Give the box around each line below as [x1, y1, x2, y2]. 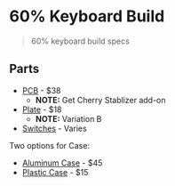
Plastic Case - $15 [21, 166, 89, 177]
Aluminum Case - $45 [21, 158, 103, 168]
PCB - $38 [21, 85, 61, 95]
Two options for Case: [9, 140, 91, 150]
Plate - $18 [21, 104, 62, 115]
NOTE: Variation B [35, 113, 102, 124]
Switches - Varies [21, 123, 87, 133]
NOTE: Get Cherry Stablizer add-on [35, 94, 166, 105]
